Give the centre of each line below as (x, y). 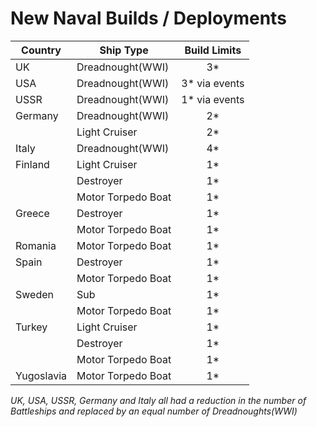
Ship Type (124, 50)
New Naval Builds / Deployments (148, 18)
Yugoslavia (41, 375)
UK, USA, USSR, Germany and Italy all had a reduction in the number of (158, 400)
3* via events (213, 83)
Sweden (34, 294)
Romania (36, 245)
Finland (32, 164)
